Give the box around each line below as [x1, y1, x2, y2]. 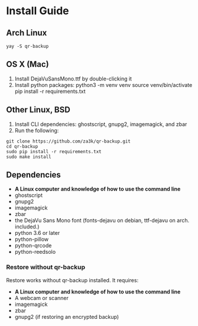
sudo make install [6, 154, 51, 160]
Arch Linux [6, 28, 47, 38]
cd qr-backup [6, 143, 38, 149]
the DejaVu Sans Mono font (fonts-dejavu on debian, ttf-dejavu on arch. [14, 217, 190, 224]
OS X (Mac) [6, 59, 49, 69]
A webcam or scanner [14, 294, 69, 301]
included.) [14, 223, 40, 230]
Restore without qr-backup [6, 263, 86, 272]
